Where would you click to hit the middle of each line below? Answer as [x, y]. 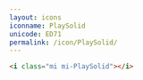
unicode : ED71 [36, 34]
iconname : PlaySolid [48, 26]
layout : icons [36, 17]
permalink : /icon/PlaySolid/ [63, 42]
